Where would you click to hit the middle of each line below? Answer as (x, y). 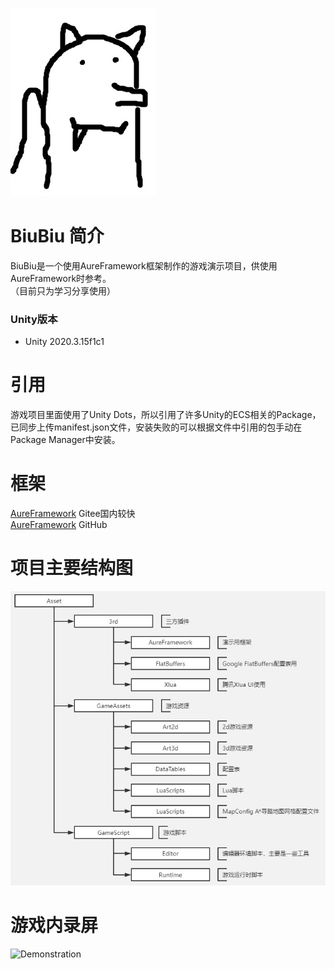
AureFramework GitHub (59, 525)
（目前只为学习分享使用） (63, 290)
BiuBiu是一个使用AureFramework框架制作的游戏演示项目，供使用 (144, 265)
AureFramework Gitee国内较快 (73, 514)
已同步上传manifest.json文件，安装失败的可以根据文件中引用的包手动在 (156, 427)
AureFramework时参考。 (61, 278)
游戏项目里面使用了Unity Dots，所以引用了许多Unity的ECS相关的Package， (166, 415)
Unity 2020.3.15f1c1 (64, 342)
